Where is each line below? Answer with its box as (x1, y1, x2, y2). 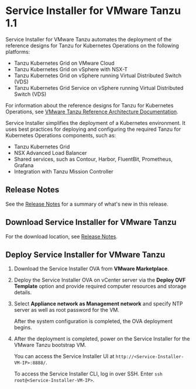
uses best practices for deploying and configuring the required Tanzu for (5, 126, 181, 133)
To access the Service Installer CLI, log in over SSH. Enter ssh (13, 370, 163, 377)
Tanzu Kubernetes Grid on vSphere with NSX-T (13, 65, 128, 72)
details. (13, 289, 32, 296)
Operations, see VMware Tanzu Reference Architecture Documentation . (5, 108, 179, 115)
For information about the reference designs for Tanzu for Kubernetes (5, 102, 174, 109)
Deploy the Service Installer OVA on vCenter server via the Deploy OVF (13, 276, 186, 284)
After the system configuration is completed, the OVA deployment (13, 318, 173, 325)
